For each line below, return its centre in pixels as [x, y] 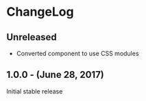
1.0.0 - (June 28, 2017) [55, 75]
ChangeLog [40, 12]
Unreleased [32, 37]
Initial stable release [35, 91]
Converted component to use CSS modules [77, 53]
